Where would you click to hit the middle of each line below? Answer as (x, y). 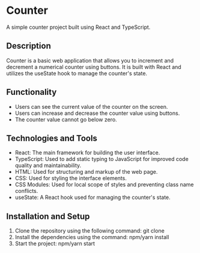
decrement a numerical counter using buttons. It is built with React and (94, 67)
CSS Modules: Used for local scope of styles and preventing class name (104, 184)
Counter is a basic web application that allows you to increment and (90, 60)
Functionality (32, 92)
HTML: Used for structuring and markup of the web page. (86, 172)
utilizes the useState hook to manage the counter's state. (77, 73)
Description (29, 46)
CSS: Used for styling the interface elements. (71, 178)
